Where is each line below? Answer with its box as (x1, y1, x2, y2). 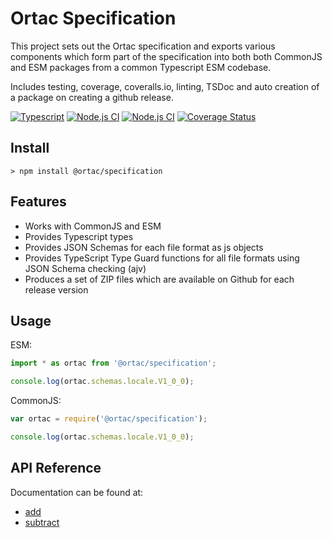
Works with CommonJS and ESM (24, 220, 162, 232)
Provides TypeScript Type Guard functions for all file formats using (24, 252, 300, 264)
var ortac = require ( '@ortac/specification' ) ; (10, 414, 208, 424)
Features (10, 193, 67, 211)
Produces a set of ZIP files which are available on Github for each (24, 273, 295, 285)
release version (24, 283, 89, 296)
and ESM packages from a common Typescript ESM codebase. (10, 61, 272, 73)
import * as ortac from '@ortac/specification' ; (10, 358, 217, 369)
